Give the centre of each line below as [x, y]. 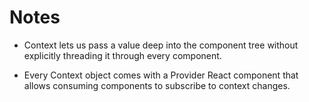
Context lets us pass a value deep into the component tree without [161, 45]
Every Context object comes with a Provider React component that [161, 75]
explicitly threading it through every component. [122, 55]
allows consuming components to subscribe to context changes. [157, 85]
